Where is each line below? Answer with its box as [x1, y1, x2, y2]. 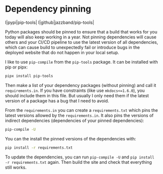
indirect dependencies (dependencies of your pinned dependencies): [5, 118, 145, 123]
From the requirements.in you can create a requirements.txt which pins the [5, 107, 158, 113]
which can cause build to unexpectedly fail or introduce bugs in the [5, 44, 140, 50]
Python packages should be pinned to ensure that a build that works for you [5, 29, 157, 35]
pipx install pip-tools [5, 73, 54, 78]
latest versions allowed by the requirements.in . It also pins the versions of [5, 112, 154, 118]
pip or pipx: [5, 64, 28, 70]
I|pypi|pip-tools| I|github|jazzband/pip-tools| [5, 19, 94, 25]
